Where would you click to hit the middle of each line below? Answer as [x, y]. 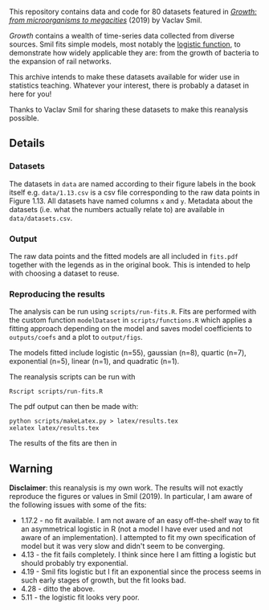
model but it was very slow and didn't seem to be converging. [123, 547]
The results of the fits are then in [63, 443]
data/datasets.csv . [41, 218]
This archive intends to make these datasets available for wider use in [124, 77]
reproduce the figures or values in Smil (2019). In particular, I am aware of [131, 497]
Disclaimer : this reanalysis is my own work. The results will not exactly [126, 488]
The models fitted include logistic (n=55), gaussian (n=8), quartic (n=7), [128, 353]
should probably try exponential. [74, 563]
